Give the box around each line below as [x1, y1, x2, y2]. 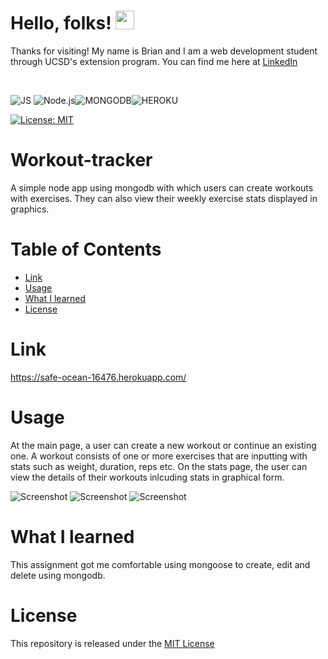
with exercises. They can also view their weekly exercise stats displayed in [10, 192, 318, 204]
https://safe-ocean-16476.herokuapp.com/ [10, 371, 187, 383]
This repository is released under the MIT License [10, 637, 215, 649]
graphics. [10, 203, 50, 215]
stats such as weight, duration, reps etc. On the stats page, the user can [10, 460, 308, 472]
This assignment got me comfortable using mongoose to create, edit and [10, 558, 311, 570]
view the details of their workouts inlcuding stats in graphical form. [10, 471, 285, 483]
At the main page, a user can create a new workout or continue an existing [10, 439, 317, 451]
